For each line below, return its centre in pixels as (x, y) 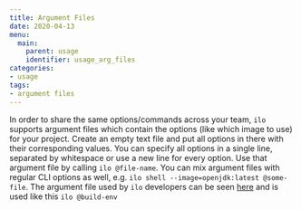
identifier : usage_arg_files (81, 60)
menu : (19, 34)
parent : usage (52, 52)
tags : (19, 85)
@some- (275, 177)
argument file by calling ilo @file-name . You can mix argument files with (145, 167)
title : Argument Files (52, 18)
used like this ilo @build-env (63, 196)
